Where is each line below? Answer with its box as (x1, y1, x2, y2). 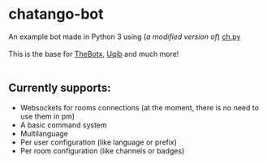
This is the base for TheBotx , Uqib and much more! (8, 49, 179, 58)
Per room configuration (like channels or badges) (19, 145, 185, 155)
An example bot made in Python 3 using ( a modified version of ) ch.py (8, 32, 241, 41)
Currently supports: (8, 81, 111, 95)
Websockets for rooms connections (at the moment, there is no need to (19, 102, 260, 112)
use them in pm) (19, 111, 75, 121)
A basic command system (19, 119, 107, 130)
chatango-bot (8, 5, 104, 24)
